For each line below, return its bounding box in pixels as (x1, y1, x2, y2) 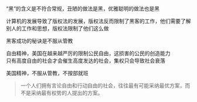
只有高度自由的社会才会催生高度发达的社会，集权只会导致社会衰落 (6, 57, 165, 64)
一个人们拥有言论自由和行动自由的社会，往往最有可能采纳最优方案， (20, 82, 185, 89)
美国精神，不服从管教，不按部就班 (6, 70, 89, 76)
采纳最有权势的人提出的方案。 (30, 90, 103, 96)
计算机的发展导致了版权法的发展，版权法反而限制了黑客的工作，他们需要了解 (6, 18, 191, 25)
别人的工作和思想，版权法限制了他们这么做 (6, 25, 109, 32)
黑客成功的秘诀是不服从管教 (6, 38, 73, 44)
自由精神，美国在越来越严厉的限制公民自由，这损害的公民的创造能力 (6, 50, 171, 57)
